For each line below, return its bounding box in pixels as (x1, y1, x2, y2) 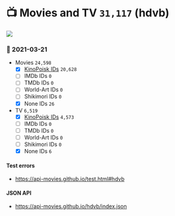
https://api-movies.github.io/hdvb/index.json (15, 203, 128, 210)
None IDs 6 (24, 147, 52, 155)
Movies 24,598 (15, 59, 52, 66)
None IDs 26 (24, 100, 55, 107)
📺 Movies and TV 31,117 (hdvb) (6, 6, 170, 20)
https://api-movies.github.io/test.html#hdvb (15, 175, 125, 183)
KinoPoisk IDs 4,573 (24, 113, 74, 120)
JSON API (6, 189, 32, 197)
